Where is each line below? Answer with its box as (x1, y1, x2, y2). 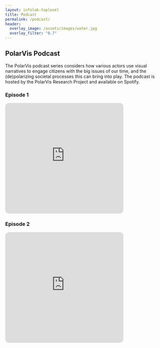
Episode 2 (5, 221, 30, 228)
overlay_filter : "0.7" (9, 31, 57, 36)
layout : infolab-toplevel (5, 7, 59, 13)
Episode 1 (5, 91, 29, 98)
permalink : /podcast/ (5, 17, 50, 22)
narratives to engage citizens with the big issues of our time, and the (5, 68, 146, 74)
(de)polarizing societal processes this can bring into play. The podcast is (5, 73, 155, 79)
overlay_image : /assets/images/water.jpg (9, 26, 97, 31)
